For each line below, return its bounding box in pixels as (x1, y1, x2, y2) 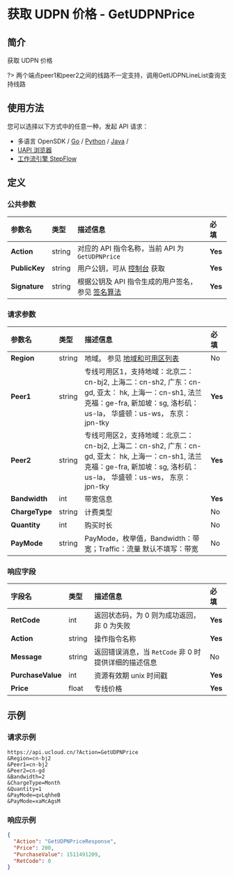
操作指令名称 (93, 634, 136, 644)
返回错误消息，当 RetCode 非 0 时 (93, 647, 201, 657)
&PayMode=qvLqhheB (7, 791, 61, 799)
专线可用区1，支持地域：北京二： (84, 366, 194, 376)
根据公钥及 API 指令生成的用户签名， (77, 277, 197, 287)
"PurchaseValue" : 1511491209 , (13, 850, 101, 858)
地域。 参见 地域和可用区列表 (84, 354, 180, 363)
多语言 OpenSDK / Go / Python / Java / (17, 137, 129, 145)
